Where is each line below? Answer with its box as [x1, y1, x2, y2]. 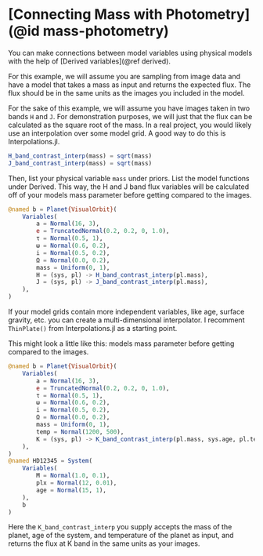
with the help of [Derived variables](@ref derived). [8, 56, 171, 66]
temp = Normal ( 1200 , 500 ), [36, 427, 124, 436]
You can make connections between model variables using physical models [8, 48, 253, 57]
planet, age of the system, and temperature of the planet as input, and [8, 531, 234, 540]
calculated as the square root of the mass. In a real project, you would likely [8, 120, 252, 129]
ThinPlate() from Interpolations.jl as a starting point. [8, 324, 178, 333]
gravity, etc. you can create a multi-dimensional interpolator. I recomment [8, 315, 245, 325]
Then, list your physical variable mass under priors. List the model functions [8, 173, 250, 183]
